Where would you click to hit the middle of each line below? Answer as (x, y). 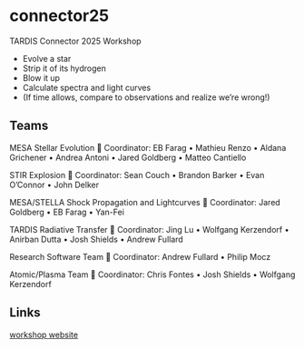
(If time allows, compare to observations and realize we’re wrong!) (146, 97)
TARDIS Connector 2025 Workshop (76, 41)
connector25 (59, 16)
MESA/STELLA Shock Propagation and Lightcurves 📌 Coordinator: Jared (145, 202)
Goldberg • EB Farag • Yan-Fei (67, 212)
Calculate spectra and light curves (87, 87)
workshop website (44, 334)
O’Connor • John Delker (54, 184)
